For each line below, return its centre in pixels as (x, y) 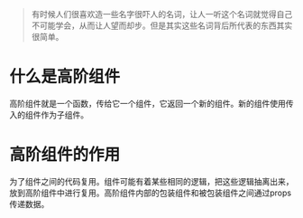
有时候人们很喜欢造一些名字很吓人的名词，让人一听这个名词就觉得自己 (162, 14)
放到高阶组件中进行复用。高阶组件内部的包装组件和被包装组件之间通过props (150, 193)
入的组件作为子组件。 (49, 114)
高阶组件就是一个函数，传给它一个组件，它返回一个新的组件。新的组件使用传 (151, 103)
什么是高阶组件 (65, 77)
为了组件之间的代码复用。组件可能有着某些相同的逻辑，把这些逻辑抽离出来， (151, 181)
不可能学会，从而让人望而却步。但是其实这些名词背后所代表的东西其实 (162, 25)
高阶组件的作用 (65, 155)
